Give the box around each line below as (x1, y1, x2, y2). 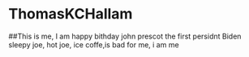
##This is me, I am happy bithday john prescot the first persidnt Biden (8, 31, 242, 41)
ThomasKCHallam (8, 5, 133, 23)
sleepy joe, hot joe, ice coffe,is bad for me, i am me (8, 39, 180, 49)
